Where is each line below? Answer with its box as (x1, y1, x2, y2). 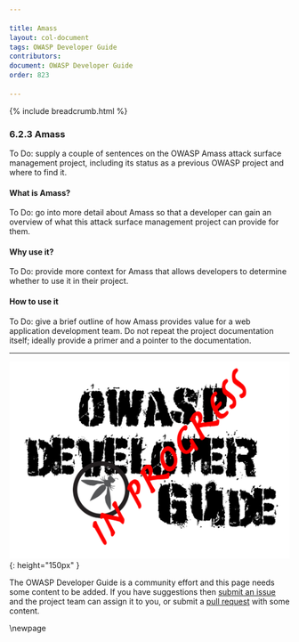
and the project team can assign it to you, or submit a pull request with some (9, 596, 290, 606)
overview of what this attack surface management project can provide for (9, 216, 279, 227)
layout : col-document (9, 33, 90, 42)
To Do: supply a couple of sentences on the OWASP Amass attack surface (9, 148, 282, 159)
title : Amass (9, 23, 58, 33)
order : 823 (9, 71, 50, 80)
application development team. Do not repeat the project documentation (9, 325, 274, 336)
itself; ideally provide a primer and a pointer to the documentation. (9, 335, 252, 345)
